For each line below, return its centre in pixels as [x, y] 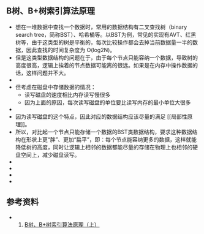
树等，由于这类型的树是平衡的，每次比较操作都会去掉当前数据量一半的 [104, 42]
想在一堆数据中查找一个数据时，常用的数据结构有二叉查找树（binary [101, 27]
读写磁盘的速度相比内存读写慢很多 [67, 94]
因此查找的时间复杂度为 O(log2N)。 [71, 50]
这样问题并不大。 [47, 73]
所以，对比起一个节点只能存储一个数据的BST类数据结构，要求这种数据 [104, 132]
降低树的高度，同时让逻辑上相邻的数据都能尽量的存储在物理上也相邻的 [104, 147]
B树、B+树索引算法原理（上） [62, 224]
